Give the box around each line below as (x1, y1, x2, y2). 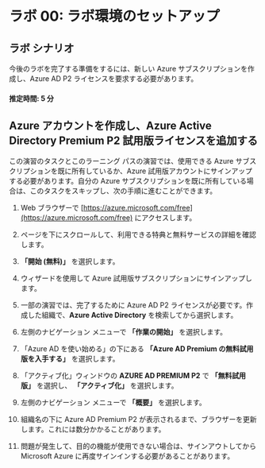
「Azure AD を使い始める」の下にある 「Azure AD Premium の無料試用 (20, 344, 254, 354)
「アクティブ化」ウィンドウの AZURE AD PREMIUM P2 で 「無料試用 (20, 371, 247, 381)
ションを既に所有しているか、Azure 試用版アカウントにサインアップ (29, 166, 253, 176)
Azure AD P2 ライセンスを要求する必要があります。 (29, 74, 198, 83)
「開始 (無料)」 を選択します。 (20, 257, 120, 266)
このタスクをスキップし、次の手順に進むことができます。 (29, 186, 217, 195)
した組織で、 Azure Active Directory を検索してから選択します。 (27, 311, 238, 320)
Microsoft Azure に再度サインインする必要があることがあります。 (20, 451, 235, 461)
